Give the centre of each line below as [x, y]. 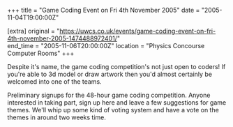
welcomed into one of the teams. [55, 82]
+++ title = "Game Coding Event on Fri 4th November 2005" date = [104, 10]
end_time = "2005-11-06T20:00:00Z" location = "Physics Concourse [106, 46]
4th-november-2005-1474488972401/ [62, 38]
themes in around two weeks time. [57, 117]
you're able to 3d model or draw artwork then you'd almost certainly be [110, 74]
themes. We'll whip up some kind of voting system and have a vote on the [113, 110]
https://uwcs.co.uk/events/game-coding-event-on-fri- [137, 31]
